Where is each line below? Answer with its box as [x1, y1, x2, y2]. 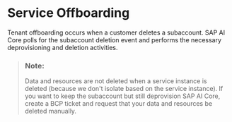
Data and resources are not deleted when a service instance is [24, 77, 207, 85]
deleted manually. [24, 107, 76, 116]
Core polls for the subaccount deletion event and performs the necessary [7, 35, 221, 44]
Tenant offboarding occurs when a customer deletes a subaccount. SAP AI [7, 28, 225, 37]
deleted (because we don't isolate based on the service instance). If [24, 85, 224, 93]
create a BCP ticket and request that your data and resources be [24, 99, 213, 108]
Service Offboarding [7, 5, 130, 21]
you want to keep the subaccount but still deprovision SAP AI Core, [24, 92, 221, 100]
